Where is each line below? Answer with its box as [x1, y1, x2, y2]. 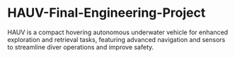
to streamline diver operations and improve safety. [7, 43, 154, 51]
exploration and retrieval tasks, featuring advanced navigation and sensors [7, 35, 226, 43]
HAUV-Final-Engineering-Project [7, 5, 206, 21]
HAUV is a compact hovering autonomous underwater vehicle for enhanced [7, 28, 229, 36]
